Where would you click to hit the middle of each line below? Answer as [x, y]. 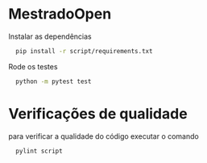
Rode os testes [33, 66]
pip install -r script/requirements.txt [84, 51]
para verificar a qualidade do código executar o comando [103, 136]
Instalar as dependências [50, 36]
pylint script [39, 151]
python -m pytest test [54, 81]
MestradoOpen [60, 14]
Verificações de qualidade [98, 113]
